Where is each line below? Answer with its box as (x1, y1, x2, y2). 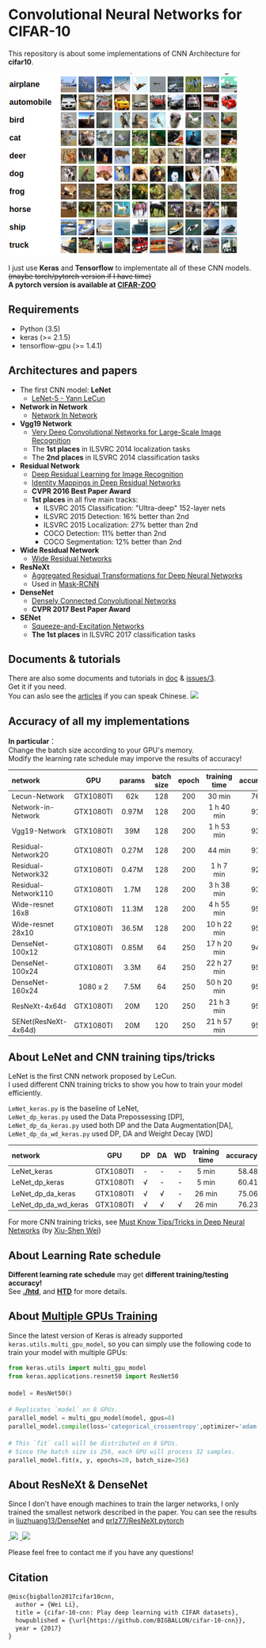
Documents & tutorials (8, 653, 121, 666)
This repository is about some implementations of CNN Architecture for (8, 48, 241, 58)
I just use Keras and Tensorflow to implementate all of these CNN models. (8, 263, 252, 272)
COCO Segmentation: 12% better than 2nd (43, 537, 182, 546)
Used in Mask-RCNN (31, 579, 100, 588)
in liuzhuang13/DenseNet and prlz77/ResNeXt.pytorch (8, 1516, 184, 1526)
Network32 (11, 869, 49, 879)
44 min (207, 845, 231, 855)
